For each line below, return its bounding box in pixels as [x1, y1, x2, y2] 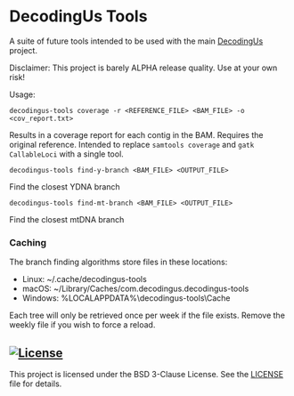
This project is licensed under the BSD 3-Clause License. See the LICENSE [9, 369, 283, 380]
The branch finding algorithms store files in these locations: [9, 256, 228, 268]
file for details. [9, 378, 62, 389]
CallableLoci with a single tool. [9, 149, 125, 159]
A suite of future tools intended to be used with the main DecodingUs [9, 36, 264, 46]
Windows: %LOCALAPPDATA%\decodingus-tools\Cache [21, 293, 231, 303]
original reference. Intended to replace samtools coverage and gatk [9, 139, 255, 150]
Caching [9, 236, 47, 248]
